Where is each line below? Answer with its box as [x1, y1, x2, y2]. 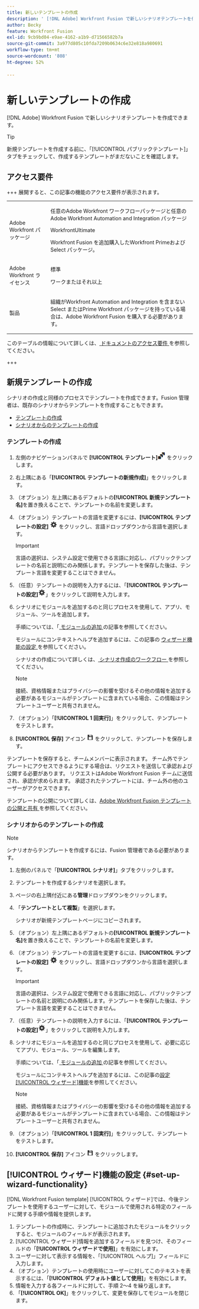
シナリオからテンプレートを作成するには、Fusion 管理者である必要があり [6, 847, 185, 854]
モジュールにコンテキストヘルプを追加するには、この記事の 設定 [15, 1072, 171, 1079]
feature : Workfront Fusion [6, 28, 73, 34]
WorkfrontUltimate [50, 227, 96, 233]
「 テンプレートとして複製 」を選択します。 [15, 904, 119, 912]
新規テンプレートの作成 [6, 377, 92, 387]
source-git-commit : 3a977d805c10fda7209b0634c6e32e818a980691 [6, 41, 163, 47]
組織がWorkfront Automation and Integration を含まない [50, 298, 185, 305]
